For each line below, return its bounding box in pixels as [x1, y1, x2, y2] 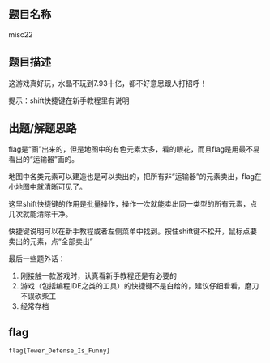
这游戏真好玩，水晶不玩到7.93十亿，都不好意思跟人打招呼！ [8, 78, 208, 88]
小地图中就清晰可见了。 [8, 181, 87, 192]
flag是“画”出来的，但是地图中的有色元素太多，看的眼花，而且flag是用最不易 [8, 144, 261, 154]
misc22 [8, 29, 34, 39]
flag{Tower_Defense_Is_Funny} [8, 347, 111, 355]
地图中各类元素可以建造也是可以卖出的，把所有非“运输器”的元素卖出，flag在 [8, 172, 262, 181]
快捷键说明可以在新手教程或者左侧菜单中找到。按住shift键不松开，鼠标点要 [8, 226, 258, 237]
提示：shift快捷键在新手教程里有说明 [8, 96, 130, 105]
